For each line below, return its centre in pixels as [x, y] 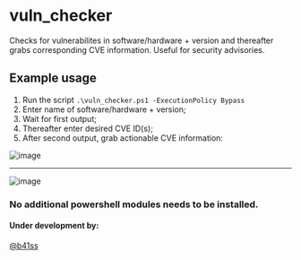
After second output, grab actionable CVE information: [123, 138]
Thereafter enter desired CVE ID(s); [88, 128]
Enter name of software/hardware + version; [104, 109]
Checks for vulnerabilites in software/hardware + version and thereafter [142, 40]
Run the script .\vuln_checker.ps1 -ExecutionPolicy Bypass [133, 100]
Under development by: [54, 226]
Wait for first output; [59, 118]
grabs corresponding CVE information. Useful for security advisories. [137, 49]
